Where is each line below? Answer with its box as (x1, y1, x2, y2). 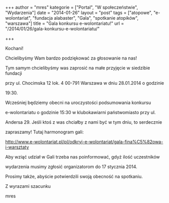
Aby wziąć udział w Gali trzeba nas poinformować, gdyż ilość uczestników (5, 154, 160, 160)
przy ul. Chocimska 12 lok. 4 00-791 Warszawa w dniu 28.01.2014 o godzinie (5, 80, 164, 86)
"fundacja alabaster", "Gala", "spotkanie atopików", (32, 15, 139, 21)
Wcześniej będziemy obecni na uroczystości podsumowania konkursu (5, 99, 151, 106)
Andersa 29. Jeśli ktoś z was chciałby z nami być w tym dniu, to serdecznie (5, 119, 162, 125)
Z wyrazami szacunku (5, 183, 51, 189)
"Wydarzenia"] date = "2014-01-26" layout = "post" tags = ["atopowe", (5, 10, 152, 16)
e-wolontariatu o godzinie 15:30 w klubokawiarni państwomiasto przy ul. (5, 110, 156, 115)
